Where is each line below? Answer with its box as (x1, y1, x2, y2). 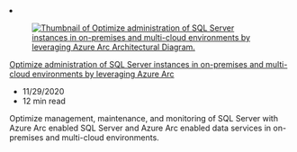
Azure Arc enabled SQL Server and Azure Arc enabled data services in (9, 122, 272, 133)
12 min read (22, 95, 66, 106)
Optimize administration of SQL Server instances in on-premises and (9, 59, 264, 69)
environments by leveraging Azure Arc (31, 68, 175, 79)
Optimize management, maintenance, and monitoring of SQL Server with (9, 113, 279, 123)
